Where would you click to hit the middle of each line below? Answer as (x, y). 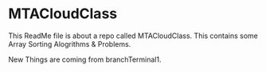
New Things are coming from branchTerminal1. (85, 59)
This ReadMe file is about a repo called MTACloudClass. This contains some (133, 36)
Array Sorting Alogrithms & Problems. (70, 44)
